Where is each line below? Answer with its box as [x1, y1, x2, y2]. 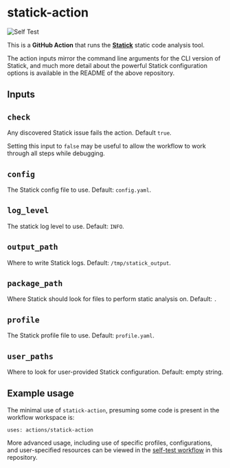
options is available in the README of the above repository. [7, 69, 175, 77]
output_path [7, 242, 58, 252]
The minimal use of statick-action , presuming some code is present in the [7, 405, 220, 414]
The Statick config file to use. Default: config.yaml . [7, 186, 152, 194]
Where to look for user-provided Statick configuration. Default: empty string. [7, 368, 224, 376]
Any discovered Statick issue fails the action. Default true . [7, 129, 172, 137]
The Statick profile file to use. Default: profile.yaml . [7, 331, 154, 339]
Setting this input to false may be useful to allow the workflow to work [7, 142, 206, 151]
